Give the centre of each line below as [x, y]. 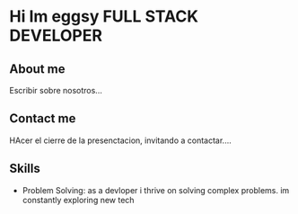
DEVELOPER [56, 36]
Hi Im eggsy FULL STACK [104, 17]
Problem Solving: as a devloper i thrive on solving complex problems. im [156, 190]
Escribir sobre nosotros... [56, 90]
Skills [25, 169]
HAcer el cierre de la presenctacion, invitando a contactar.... [120, 140]
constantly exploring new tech [78, 200]
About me [37, 69]
